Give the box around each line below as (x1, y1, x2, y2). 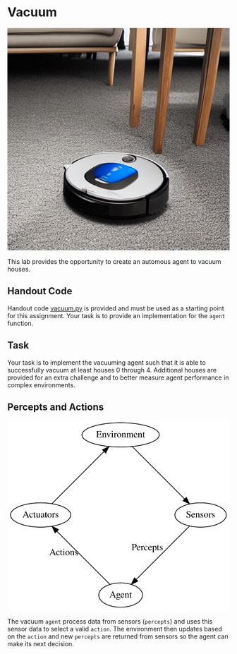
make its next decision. (7, 639, 74, 648)
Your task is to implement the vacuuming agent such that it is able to (7, 358, 206, 367)
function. (7, 319, 34, 327)
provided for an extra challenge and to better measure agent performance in (7, 373, 229, 382)
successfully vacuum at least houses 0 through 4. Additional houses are (7, 365, 217, 374)
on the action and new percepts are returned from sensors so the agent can (7, 632, 229, 641)
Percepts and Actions (7, 401, 104, 413)
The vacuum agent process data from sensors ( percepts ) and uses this (7, 617, 213, 625)
